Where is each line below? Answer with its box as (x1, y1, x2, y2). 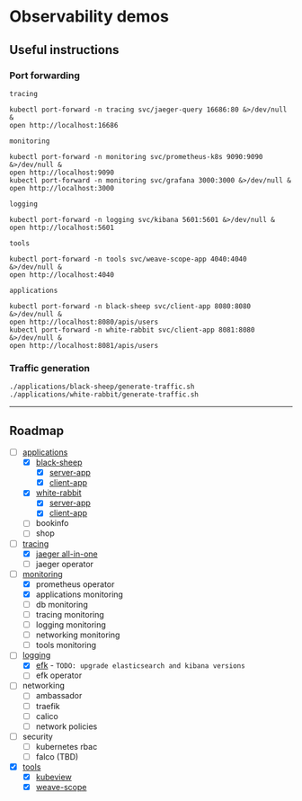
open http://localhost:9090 (9, 168, 115, 177)
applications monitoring (35, 589, 124, 600)
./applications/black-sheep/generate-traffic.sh (9, 382, 195, 392)
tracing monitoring (35, 609, 105, 619)
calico (35, 710, 58, 721)
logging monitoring (35, 619, 106, 630)
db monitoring (35, 599, 88, 610)
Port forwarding (9, 69, 81, 82)
